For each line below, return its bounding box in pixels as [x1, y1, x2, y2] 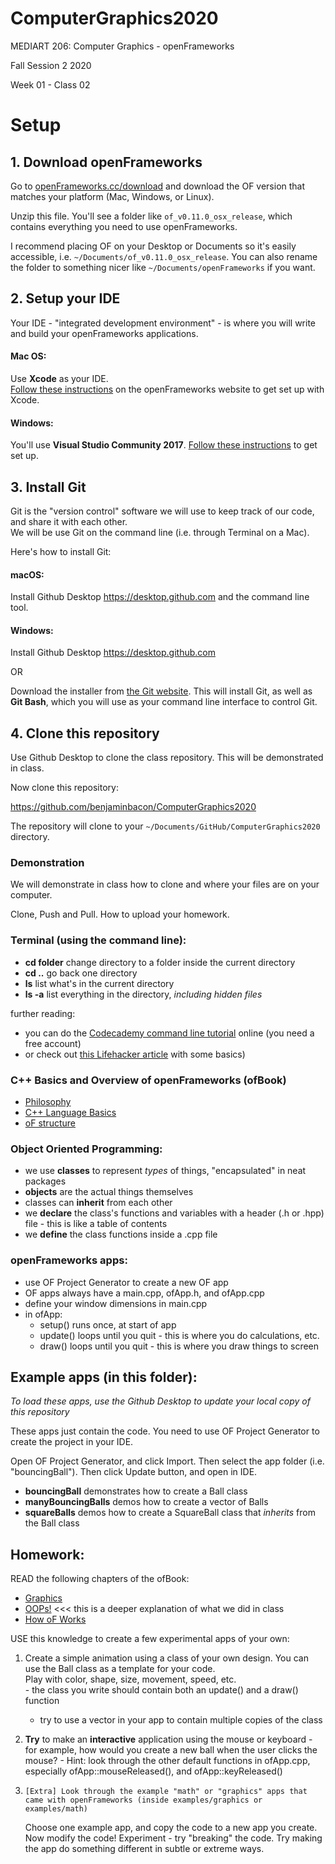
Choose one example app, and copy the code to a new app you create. [24, 1822, 318, 1834]
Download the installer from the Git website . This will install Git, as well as [10, 685, 313, 697]
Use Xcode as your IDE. [10, 372, 109, 384]
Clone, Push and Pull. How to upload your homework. [10, 908, 230, 921]
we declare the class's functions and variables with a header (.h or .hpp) [24, 1207, 325, 1219]
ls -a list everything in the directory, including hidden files [24, 988, 263, 1000]
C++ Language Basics [24, 1107, 117, 1119]
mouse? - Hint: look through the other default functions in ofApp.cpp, [24, 1755, 311, 1767]
